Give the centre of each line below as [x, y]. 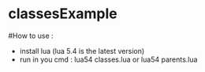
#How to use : [31, 36]
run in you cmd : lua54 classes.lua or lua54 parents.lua [108, 59]
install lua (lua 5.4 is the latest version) [82, 51]
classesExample [63, 14]
